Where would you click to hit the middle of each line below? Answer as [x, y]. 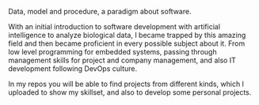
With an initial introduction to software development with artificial [114, 26]
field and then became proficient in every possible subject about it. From [127, 43]
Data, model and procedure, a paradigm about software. [100, 11]
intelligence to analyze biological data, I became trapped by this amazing [127, 35]
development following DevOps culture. [72, 69]
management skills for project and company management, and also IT [122, 60]
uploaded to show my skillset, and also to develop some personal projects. [130, 92]
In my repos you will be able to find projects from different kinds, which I [126, 84]
